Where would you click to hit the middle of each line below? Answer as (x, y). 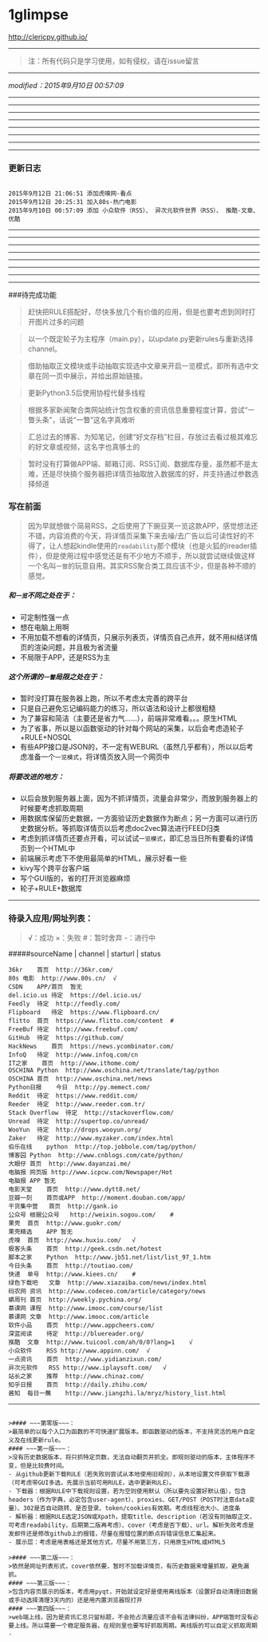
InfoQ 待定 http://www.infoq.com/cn (73, 1055)
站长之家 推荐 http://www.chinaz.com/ (76, 1376)
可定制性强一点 (44, 617)
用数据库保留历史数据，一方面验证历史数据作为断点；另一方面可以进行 (135, 818)
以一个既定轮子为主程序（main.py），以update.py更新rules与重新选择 (140, 339)
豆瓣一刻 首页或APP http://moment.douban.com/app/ (97, 1197)
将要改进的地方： (36, 777)
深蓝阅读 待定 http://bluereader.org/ (76, 1333)
